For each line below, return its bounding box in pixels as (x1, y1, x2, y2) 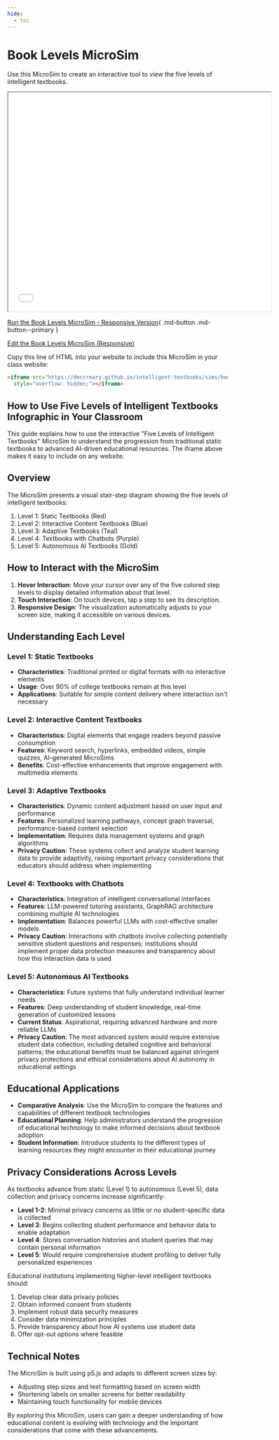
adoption (17, 1131, 43, 1140)
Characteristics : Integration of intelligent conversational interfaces (17, 895, 211, 903)
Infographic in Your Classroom (7, 411, 143, 423)
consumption (17, 738, 56, 747)
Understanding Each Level (7, 631, 125, 642)
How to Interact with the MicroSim (7, 562, 159, 574)
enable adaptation (17, 1228, 70, 1237)
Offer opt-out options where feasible (17, 1330, 123, 1338)
